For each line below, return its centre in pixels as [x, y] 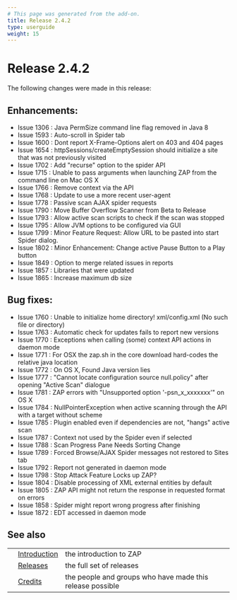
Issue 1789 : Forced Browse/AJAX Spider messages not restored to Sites [123, 452]
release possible [92, 586]
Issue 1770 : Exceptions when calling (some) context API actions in [114, 340]
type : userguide [31, 27]
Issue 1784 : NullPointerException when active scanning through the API [122, 407]
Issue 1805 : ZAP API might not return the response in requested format [121, 490]
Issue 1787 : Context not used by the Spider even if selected [105, 437]
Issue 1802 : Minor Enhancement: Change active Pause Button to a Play [121, 248]
